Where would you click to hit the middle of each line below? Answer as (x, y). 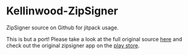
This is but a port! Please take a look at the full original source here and (94, 39)
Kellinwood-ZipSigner (62, 11)
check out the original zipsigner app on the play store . (73, 45)
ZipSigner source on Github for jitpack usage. (62, 27)
